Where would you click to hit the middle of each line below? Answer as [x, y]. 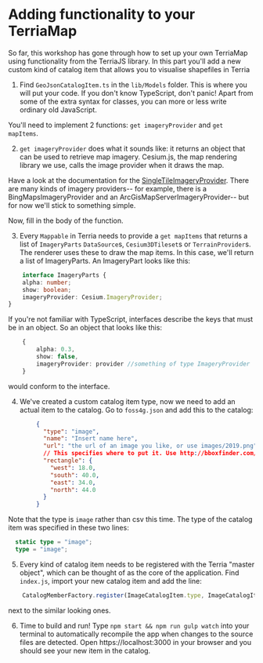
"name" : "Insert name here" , [90, 439]
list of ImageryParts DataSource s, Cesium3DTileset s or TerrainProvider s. [135, 244]
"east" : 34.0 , [73, 483]
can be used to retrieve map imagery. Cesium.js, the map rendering [128, 157]
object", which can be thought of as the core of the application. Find [129, 572]
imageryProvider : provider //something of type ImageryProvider [143, 364]
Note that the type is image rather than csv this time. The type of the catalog [130, 519]
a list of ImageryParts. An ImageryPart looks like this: [104, 260]
